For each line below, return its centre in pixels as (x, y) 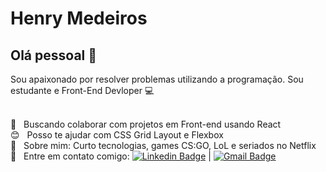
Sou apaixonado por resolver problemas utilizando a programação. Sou (157, 79)
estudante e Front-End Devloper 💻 (82, 90)
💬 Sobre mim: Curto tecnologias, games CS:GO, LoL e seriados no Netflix (163, 145)
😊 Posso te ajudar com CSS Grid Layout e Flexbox (117, 135)
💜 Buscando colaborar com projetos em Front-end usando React (146, 124)
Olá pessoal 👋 (54, 55)
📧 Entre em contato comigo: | (111, 156)
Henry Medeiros (79, 18)
